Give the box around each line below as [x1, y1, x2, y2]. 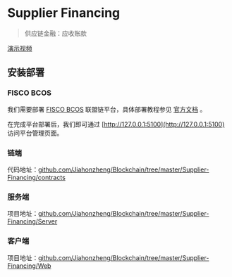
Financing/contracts [7, 173, 66, 181]
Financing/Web [7, 262, 51, 270]
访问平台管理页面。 [7, 129, 63, 137]
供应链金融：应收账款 [24, 29, 87, 37]
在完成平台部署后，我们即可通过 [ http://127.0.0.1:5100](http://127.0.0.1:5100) [7, 120, 225, 128]
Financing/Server [7, 217, 58, 226]
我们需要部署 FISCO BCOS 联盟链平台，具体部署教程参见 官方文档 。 [7, 105, 207, 113]
